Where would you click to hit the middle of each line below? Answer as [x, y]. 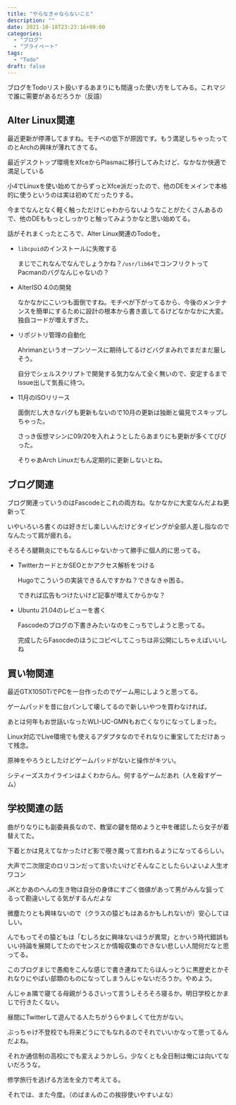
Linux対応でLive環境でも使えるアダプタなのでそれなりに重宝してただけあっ [117, 736]
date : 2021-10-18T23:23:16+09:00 [56, 27]
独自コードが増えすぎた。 [55, 320]
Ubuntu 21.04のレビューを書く [62, 610]
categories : [25, 33]
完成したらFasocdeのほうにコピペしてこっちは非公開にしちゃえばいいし [122, 640]
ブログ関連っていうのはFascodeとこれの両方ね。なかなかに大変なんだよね [115, 503]
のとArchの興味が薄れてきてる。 [54, 147]
